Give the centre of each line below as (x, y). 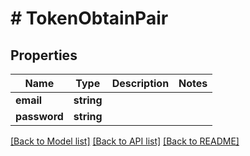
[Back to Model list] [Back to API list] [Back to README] (125, 141)
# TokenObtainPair (89, 18)
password (39, 116)
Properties (44, 55)
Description (140, 83)
